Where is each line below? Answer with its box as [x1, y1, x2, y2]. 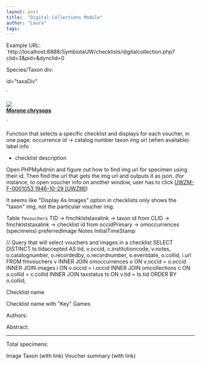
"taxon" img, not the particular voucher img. [6, 203, 115, 210]
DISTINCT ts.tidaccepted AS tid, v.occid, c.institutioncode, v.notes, [6, 245, 171, 253]
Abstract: [6, 324, 29, 331]
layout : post [6, 8, 39, 15]
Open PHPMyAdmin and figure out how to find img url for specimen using [6, 166, 187, 174]
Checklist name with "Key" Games [6, 300, 91, 308]
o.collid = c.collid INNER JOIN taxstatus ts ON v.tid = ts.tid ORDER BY [6, 270, 177, 278]
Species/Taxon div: [6, 66, 54, 74]
